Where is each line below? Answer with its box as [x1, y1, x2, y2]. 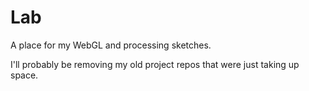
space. [10, 69, 39, 81]
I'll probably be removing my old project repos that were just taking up [10, 58, 300, 70]
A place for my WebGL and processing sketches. [10, 39, 212, 51]
